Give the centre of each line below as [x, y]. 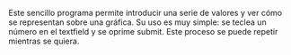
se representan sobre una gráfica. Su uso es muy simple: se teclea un [137, 22]
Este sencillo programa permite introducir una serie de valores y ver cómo [145, 13]
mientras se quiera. [44, 41]
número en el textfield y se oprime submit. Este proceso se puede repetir [143, 31]
